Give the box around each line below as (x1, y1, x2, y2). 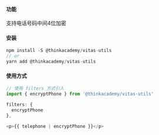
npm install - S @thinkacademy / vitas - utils (6, 48, 112, 54)
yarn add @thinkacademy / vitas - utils (6, 59, 96, 65)
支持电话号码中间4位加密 (6, 19, 67, 27)
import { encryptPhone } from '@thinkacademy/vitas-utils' (6, 91, 154, 97)
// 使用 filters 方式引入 (6, 85, 65, 91)
